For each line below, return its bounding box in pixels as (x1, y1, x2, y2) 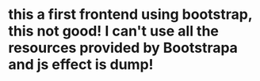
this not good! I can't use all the (8, 22, 220, 40)
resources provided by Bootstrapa (8, 39, 238, 57)
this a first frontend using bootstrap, (8, 6, 253, 24)
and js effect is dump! (8, 56, 154, 74)
